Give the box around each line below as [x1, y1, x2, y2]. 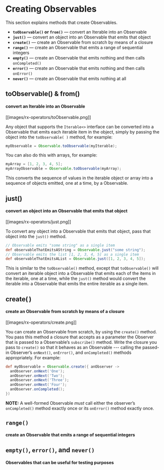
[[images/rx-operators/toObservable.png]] [5, 114, 91, 120]
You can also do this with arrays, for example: [5, 152, 97, 158]
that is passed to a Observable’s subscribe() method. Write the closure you [5, 339, 157, 345]
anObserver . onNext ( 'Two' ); [10, 373, 65, 378]
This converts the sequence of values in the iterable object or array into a [5, 175, 153, 181]
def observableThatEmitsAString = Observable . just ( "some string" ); [5, 247, 146, 252]
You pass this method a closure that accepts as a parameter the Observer [5, 334, 154, 340]
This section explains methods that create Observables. [5, 20, 118, 25]
